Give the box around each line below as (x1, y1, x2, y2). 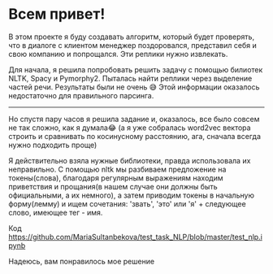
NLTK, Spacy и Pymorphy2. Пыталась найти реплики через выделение (8, 73, 253, 83)
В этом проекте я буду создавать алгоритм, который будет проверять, (8, 32, 254, 41)
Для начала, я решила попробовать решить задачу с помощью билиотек (8, 64, 263, 74)
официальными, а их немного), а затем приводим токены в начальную (8, 190, 254, 200)
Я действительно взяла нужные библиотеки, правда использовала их (8, 155, 251, 165)
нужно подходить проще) (8, 140, 97, 150)
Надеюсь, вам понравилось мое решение (8, 256, 155, 266)
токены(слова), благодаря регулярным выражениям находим (8, 172, 223, 183)
